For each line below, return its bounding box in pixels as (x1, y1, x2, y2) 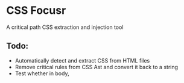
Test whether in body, (14, 70, 69, 77)
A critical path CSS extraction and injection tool (6, 23, 124, 31)
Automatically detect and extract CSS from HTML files (14, 57, 150, 64)
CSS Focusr (6, 4, 66, 17)
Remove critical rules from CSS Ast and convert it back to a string (14, 63, 179, 70)
